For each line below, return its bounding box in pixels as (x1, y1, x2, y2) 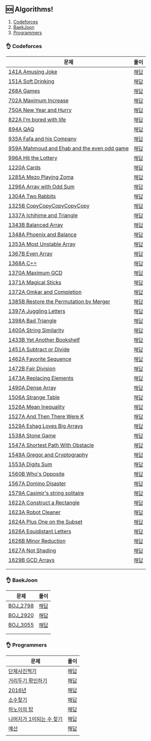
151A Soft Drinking (8, 78, 55, 85)
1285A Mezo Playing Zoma (8, 174, 74, 181)
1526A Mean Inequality (8, 403, 65, 411)
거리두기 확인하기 (8, 677, 48, 684)
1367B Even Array (8, 250, 53, 257)
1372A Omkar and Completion (8, 289, 82, 296)
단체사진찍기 (8, 667, 37, 675)
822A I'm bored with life (8, 116, 66, 123)
